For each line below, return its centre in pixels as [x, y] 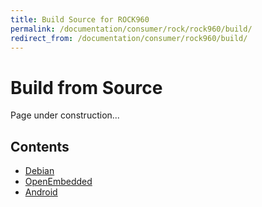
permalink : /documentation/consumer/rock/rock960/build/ [131, 29]
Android [41, 192]
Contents [40, 146]
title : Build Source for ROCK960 [80, 19]
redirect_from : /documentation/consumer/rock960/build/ [129, 38]
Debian [39, 171]
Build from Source [86, 87]
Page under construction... [65, 115]
